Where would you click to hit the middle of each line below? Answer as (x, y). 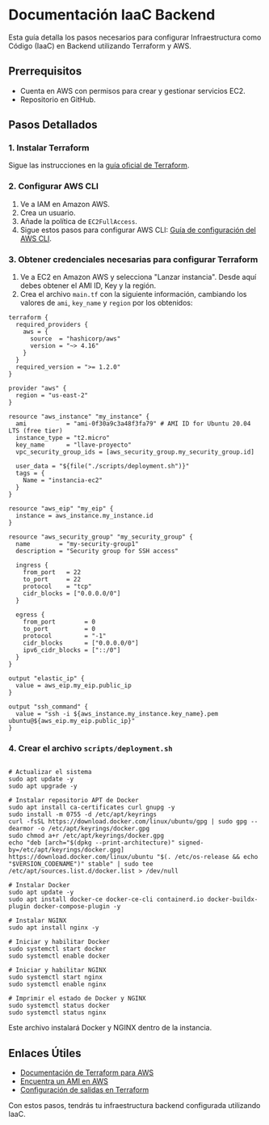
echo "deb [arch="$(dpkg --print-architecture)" (92, 843)
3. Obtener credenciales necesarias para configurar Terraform (133, 259)
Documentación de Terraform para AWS (87, 1072)
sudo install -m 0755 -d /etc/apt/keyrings (83, 814)
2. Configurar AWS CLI (53, 186)
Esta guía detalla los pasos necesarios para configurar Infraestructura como (135, 37)
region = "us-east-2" (52, 395)
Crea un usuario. (48, 213)
